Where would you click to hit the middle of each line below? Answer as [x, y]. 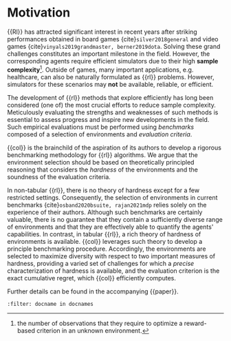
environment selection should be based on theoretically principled [101, 162]
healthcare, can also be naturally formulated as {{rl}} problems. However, [111, 76]
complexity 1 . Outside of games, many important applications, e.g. [100, 69]
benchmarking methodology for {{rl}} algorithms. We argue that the [102, 155]
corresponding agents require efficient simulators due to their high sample [113, 61]
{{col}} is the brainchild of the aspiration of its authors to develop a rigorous [114, 147]
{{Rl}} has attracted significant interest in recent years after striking [102, 32]
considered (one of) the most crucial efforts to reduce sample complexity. [112, 105]
